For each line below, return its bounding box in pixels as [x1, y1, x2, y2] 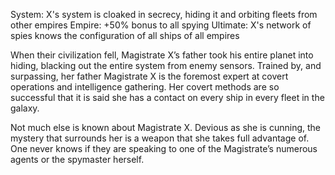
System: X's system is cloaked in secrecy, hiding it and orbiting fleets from [10, 9, 318, 20]
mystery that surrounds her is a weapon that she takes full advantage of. [10, 132, 310, 144]
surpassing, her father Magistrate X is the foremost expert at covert [10, 70, 289, 82]
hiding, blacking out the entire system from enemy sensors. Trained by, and [10, 60, 322, 71]
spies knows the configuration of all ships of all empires [10, 30, 240, 41]
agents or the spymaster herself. [10, 154, 145, 165]
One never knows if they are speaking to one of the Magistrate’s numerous [10, 143, 318, 154]
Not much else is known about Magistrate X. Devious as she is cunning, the [10, 122, 321, 133]
